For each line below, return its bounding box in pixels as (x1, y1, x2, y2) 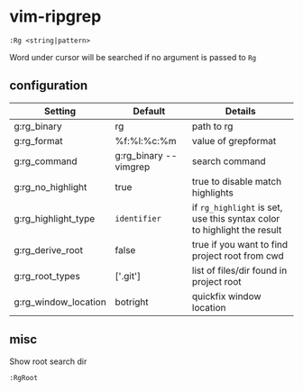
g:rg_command (14, 155, 78, 168)
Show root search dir (9, 356, 87, 367)
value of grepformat (192, 134, 277, 147)
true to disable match (192, 175, 282, 187)
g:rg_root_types (14, 269, 81, 282)
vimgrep (115, 160, 151, 173)
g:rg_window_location (14, 296, 106, 308)
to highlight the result (192, 223, 282, 236)
